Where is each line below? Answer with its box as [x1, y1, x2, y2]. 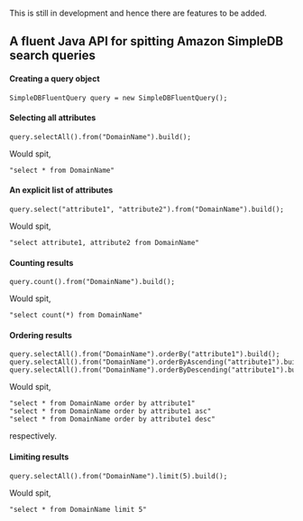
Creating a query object [9, 72, 101, 84]
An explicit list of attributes [9, 185, 114, 195]
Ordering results [9, 329, 72, 340]
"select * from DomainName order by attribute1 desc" [9, 415, 216, 424]
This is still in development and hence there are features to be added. [9, 8, 268, 18]
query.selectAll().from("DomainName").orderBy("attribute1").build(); [9, 350, 280, 359]
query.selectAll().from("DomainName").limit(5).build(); [9, 471, 228, 480]
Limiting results [9, 451, 69, 462]
